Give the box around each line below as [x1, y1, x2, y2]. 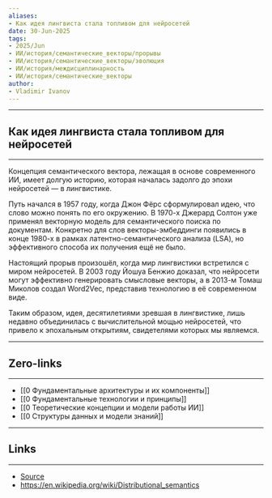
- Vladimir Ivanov [8, 87, 70, 96]
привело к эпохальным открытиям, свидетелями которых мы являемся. [8, 326, 260, 335]
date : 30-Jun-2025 [8, 27, 70, 35]
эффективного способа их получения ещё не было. [8, 242, 186, 252]
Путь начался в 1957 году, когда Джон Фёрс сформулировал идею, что [8, 199, 256, 209]
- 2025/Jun [8, 42, 45, 50]
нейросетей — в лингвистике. [8, 184, 112, 194]
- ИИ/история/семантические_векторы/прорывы [8, 49, 161, 57]
